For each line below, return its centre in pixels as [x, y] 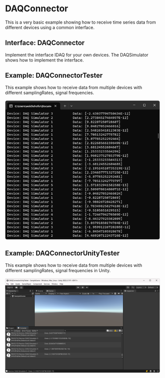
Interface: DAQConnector [45, 43]
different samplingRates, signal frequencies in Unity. [58, 270]
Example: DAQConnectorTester [54, 76]
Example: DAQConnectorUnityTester [62, 253]
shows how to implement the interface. [44, 60]
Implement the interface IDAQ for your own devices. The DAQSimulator [77, 55]
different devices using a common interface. [50, 27]
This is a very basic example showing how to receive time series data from [81, 22]
